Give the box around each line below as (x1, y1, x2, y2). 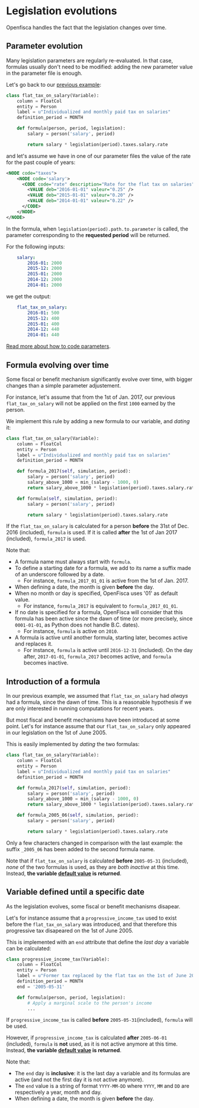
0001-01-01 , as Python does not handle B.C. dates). (14, 621, 140, 628)
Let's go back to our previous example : (6, 81, 102, 88)
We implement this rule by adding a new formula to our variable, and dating (6, 417, 190, 424)
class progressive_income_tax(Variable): (6, 956, 110, 962)
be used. (6, 1022, 28, 1030)
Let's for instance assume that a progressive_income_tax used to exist (6, 914, 177, 921)
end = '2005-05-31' (17, 984, 65, 990)
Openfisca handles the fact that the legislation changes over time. (6, 24, 167, 31)
